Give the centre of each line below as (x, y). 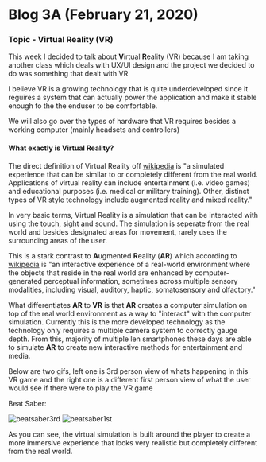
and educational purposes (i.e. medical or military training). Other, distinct (129, 191)
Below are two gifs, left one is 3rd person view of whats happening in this (128, 371)
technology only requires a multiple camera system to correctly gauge (123, 330)
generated (25, 281)
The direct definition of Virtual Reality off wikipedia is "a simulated (116, 165)
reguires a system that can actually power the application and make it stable (133, 98)
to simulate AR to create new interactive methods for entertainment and (125, 347)
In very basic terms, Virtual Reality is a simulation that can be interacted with (133, 215)
